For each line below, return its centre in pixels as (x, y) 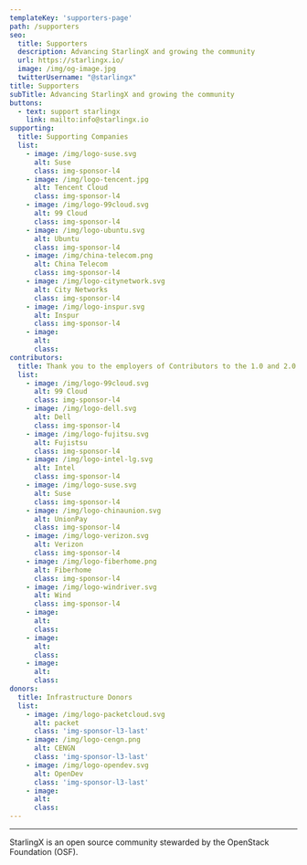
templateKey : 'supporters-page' (71, 18)
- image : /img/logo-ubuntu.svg (85, 230)
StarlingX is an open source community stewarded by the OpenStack (139, 842)
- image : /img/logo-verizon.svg (87, 536)
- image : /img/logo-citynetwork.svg (96, 281)
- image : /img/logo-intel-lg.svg (90, 459)
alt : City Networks (70, 290)
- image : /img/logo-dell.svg (81, 409)
